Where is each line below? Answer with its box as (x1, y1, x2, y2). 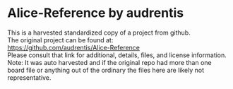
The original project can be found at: (7, 35, 114, 44)
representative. (7, 73, 52, 82)
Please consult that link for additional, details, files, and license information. (7, 51, 227, 59)
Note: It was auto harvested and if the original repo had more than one (7, 58, 212, 66)
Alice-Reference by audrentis (7, 5, 184, 21)
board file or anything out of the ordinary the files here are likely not (7, 66, 205, 74)
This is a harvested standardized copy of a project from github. (7, 28, 191, 37)
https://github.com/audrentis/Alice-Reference (7, 43, 140, 52)
